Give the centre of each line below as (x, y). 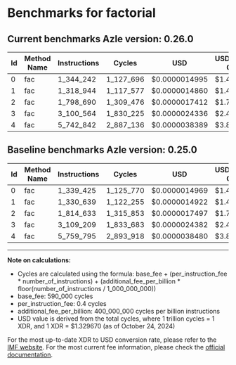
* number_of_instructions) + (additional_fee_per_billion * (99, 281)
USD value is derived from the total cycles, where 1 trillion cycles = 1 (116, 319)
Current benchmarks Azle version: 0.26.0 (100, 39)
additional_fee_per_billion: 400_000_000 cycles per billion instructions (118, 311)
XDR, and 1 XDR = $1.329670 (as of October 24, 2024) (96, 326)
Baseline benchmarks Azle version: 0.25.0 (103, 150)
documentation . (30, 354)
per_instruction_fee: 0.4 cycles (62, 303)
